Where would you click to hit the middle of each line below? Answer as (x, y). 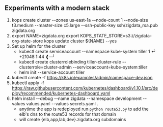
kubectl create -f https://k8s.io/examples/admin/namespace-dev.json (82, 77)
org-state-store (27, 41)
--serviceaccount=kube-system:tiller (110, 67)
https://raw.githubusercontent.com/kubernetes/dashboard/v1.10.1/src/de (85, 88)
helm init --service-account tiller (52, 72)
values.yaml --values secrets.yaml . (62, 103)
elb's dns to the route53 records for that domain (68, 114)
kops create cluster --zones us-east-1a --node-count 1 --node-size (80, 20)
